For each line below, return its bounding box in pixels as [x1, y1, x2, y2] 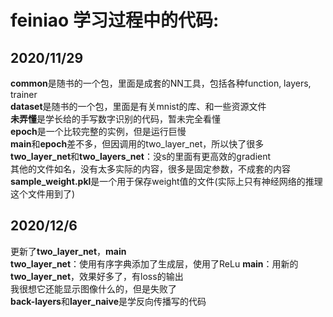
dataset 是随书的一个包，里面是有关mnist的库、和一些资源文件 [10, 101, 267, 112]
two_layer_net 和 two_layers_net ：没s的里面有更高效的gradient [10, 151, 272, 162]
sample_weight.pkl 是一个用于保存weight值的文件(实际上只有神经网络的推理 [10, 176, 323, 187]
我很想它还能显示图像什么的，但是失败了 [10, 282, 177, 295]
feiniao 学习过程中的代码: [10, 9, 220, 32]
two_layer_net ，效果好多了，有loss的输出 [10, 270, 184, 282]
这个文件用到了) [10, 188, 76, 200]
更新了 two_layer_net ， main [10, 245, 127, 257]
